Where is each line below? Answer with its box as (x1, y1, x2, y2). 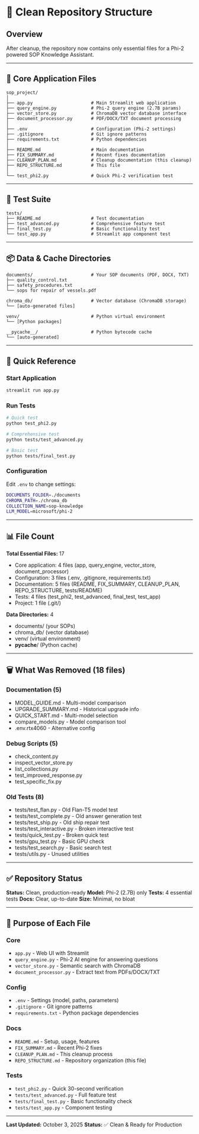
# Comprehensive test (6, 431, 60, 437)
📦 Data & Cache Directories (6, 254, 111, 264)
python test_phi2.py (6, 421, 57, 427)
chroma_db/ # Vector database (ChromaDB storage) (6, 298, 187, 304)
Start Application (6, 374, 56, 382)
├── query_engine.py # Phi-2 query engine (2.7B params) (6, 105, 182, 111)
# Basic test (6, 447, 38, 453)
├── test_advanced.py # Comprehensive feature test (6, 220, 166, 226)
